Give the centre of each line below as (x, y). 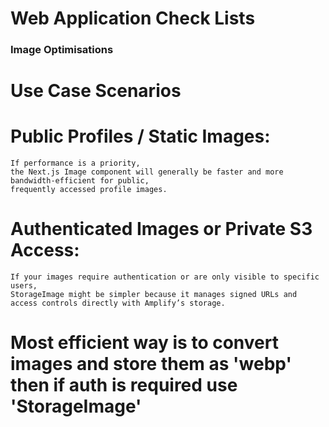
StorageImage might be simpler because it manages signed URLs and (154, 295)
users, (24, 286)
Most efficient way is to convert (144, 343)
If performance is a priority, (75, 163)
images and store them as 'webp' (151, 364)
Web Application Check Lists (133, 18)
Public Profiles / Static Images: (140, 136)
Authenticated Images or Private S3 (161, 229)
